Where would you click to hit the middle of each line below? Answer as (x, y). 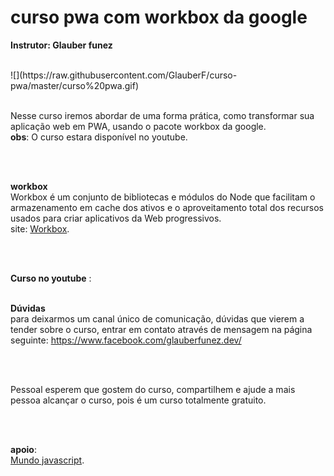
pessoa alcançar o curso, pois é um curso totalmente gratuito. (138, 400)
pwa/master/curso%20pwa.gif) (75, 85)
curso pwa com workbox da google (159, 17)
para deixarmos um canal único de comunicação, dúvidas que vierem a (157, 318)
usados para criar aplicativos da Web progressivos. (116, 218)
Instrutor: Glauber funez (61, 45)
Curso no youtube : (51, 278)
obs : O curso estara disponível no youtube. (99, 137)
